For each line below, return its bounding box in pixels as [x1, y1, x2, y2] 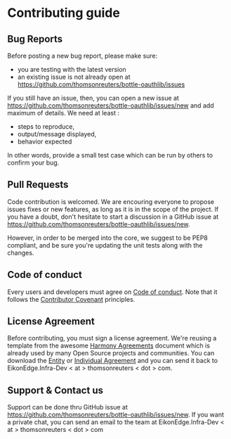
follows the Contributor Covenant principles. [7, 295, 136, 303]
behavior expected [17, 137, 72, 146]
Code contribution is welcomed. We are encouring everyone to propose [7, 197, 215, 205]
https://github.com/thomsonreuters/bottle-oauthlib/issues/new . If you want [7, 410, 225, 419]
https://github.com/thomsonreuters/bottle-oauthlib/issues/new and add [7, 101, 214, 110]
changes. [7, 248, 34, 257]
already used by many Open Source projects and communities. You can [7, 349, 215, 357]
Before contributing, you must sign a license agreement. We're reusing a [7, 334, 217, 343]
